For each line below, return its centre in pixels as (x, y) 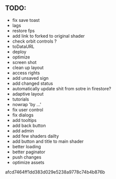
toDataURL (23, 46)
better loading (26, 146)
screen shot (24, 62)
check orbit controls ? (34, 41)
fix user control (28, 110)
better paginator (29, 152)
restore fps (23, 30)
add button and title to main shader (48, 141)
